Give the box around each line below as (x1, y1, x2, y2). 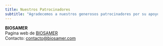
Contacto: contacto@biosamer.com (5, 35, 76, 41)
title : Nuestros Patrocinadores (5, 7, 70, 12)
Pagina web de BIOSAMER (5, 30, 58, 36)
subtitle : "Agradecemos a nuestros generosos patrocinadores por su (5, 12, 147, 16)
